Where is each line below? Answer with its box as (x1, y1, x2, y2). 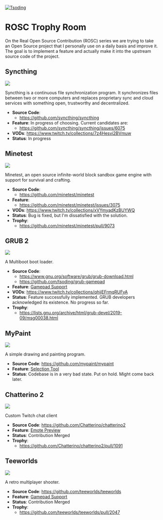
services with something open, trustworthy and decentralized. (5, 100, 130, 106)
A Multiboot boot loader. (5, 259, 54, 265)
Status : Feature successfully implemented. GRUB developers (12, 294, 135, 300)
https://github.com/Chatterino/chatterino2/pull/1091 (19, 443, 123, 449)
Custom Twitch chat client (5, 413, 57, 418)
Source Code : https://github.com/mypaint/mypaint (12, 361, 114, 367)
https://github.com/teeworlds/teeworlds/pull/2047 (19, 509, 120, 515)
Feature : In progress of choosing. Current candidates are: (12, 120, 128, 125)
